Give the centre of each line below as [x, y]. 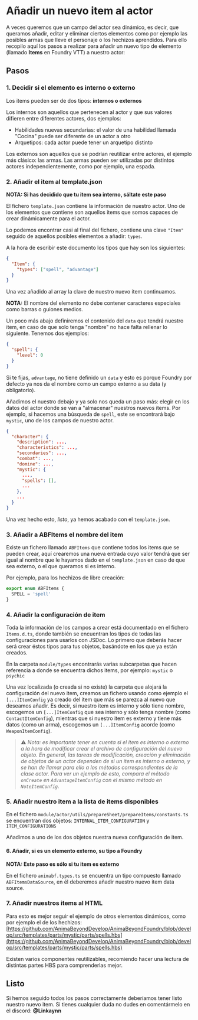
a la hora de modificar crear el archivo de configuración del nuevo [101, 749]
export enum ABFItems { [35, 589]
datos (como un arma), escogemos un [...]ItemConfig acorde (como [91, 725]
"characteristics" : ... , [47, 448]
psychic [16, 676]
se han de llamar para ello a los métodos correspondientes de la [99, 768]
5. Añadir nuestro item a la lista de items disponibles [82, 801]
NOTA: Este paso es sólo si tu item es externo [63, 864]
